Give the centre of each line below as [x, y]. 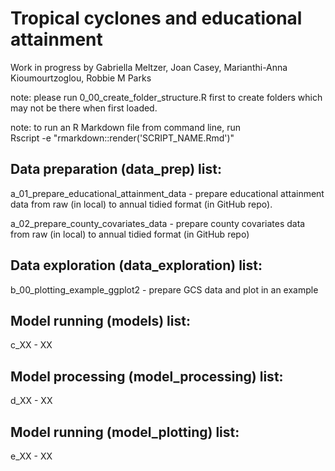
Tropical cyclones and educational [156, 18]
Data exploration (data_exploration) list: [136, 265]
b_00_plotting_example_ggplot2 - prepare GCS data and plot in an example [164, 289]
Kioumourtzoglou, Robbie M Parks [81, 78]
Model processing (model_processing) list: [147, 376]
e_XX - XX [31, 456]
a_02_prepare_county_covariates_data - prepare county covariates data [158, 223]
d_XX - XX [31, 401]
